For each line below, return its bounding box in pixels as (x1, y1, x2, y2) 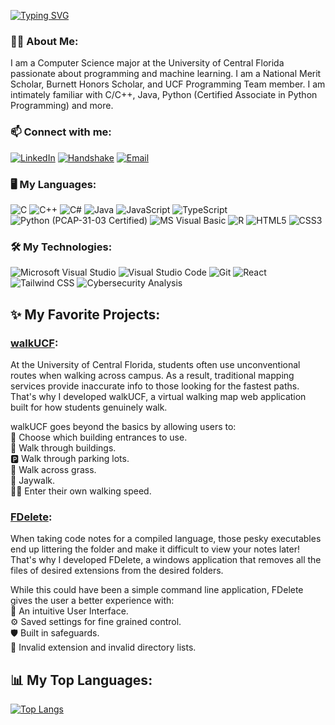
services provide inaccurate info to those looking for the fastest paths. (10, 380, 300, 392)
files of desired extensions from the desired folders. (10, 565, 224, 577)
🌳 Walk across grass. (10, 463, 97, 475)
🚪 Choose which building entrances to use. (10, 431, 188, 443)
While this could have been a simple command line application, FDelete (10, 584, 304, 596)
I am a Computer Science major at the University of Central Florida (10, 57, 285, 69)
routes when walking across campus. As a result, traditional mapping (10, 369, 295, 381)
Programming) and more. (10, 100, 114, 112)
